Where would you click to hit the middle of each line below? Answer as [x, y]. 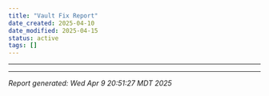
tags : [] [23, 46]
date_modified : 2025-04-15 [53, 30]
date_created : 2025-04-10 [51, 23]
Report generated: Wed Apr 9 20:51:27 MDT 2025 [90, 83]
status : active [34, 38]
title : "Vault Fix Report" [53, 16]
